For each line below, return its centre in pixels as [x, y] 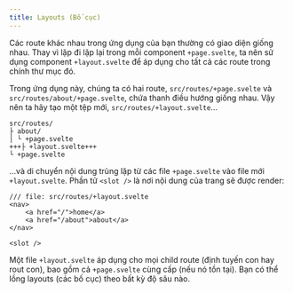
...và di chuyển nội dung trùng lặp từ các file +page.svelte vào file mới [137, 170]
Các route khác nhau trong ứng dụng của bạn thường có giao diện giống [141, 43]
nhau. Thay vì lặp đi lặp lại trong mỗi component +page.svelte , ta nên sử [141, 52]
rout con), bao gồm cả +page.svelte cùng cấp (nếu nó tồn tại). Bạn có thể [144, 269]
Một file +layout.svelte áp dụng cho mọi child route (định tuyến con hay [142, 259]
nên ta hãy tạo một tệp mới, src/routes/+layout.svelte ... [114, 107]
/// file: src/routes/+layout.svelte [79, 196]
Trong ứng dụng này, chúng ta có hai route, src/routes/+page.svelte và [141, 88]
